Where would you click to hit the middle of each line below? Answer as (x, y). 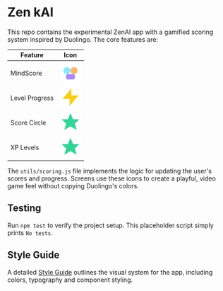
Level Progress (32, 98)
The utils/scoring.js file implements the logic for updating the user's (109, 171)
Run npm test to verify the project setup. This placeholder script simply (110, 225)
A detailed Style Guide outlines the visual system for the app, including (110, 272)
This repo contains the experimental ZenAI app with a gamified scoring (110, 32)
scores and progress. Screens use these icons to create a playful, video (112, 178)
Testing (24, 209)
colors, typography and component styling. (70, 280)
